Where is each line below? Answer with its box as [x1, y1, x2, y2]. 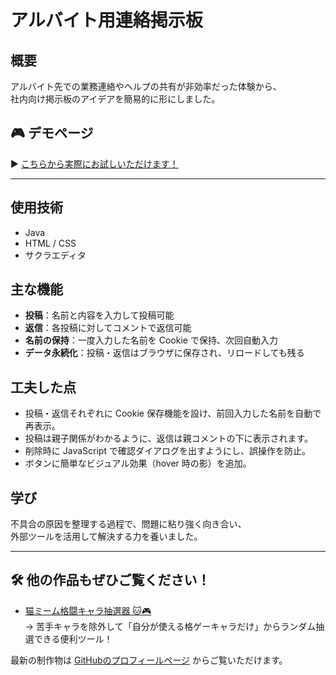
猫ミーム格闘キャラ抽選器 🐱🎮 [24, 604, 152, 616]
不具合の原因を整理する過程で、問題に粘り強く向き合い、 [10, 518, 247, 530]
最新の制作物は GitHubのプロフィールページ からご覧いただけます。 [10, 654, 288, 666]
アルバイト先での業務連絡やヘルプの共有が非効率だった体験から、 [10, 81, 282, 92]
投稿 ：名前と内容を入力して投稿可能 [24, 309, 175, 321]
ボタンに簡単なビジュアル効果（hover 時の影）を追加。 [24, 457, 252, 470]
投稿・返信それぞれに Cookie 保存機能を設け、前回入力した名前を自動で [24, 407, 322, 420]
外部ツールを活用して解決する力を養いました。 [10, 531, 203, 543]
